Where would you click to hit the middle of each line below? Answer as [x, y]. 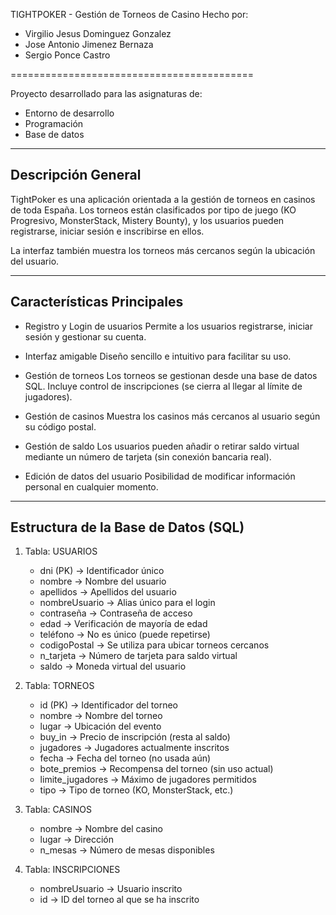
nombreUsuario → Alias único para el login [127, 603]
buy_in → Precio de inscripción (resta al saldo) [135, 737]
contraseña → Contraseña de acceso [116, 613]
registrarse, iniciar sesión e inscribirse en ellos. [107, 231]
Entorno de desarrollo [69, 113]
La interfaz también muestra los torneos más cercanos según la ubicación [163, 250]
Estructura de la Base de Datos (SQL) [127, 527]
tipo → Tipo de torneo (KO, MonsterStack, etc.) [136, 790]
